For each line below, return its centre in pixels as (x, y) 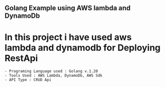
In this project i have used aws (68, 37)
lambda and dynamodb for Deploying (82, 48)
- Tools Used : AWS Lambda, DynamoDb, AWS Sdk (54, 76)
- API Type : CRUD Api (28, 80)
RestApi (21, 58)
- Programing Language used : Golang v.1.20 (51, 71)
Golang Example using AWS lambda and (68, 8)
